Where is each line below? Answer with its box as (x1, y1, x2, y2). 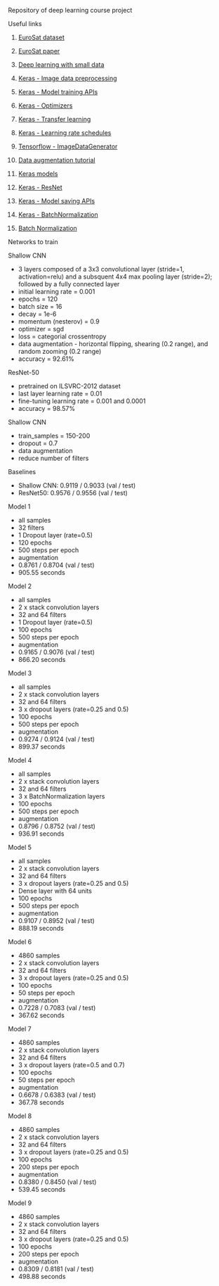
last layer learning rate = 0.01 (18, 390, 102, 397)
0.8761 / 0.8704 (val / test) (18, 561, 95, 569)
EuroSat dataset (18, 33, 65, 42)
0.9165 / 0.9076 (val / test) (18, 648, 95, 656)
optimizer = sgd (18, 325, 65, 333)
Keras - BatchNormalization (18, 210, 98, 219)
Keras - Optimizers (18, 101, 73, 110)
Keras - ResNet (18, 183, 62, 191)
